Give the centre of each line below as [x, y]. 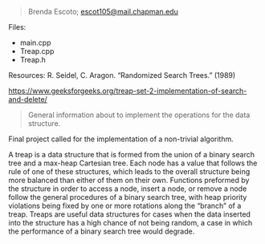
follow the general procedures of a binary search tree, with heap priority [128, 197]
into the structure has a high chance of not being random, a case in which [130, 223]
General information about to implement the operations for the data [139, 115]
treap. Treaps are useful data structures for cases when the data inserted [130, 214]
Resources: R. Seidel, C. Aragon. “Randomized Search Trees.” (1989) [122, 75]
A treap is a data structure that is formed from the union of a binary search [132, 155]
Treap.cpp [37, 51]
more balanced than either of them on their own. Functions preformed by [129, 180]
